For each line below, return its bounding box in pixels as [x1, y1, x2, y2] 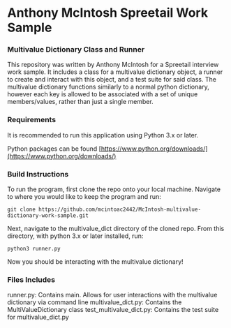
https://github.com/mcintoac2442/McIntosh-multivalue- [38, 206, 201, 214]
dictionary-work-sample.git [7, 212, 89, 219]
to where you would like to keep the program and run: [7, 193, 162, 201]
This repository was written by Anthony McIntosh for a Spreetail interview [7, 61, 219, 69]
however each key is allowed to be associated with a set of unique [7, 90, 198, 98]
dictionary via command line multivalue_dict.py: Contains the [7, 298, 182, 306]
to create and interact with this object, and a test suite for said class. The [7, 75, 216, 84]
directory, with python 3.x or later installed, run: [7, 232, 144, 240]
